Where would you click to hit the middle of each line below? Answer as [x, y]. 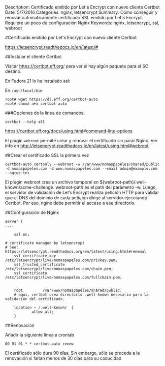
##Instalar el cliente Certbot [33, 57]
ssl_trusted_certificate [39, 265]
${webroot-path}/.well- [123, 182]
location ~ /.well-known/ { [44, 307]
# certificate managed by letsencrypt [45, 243]
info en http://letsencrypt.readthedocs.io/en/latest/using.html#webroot [77, 146]
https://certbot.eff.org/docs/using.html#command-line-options [69, 131]
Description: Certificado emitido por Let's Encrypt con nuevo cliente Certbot [82, 7]
